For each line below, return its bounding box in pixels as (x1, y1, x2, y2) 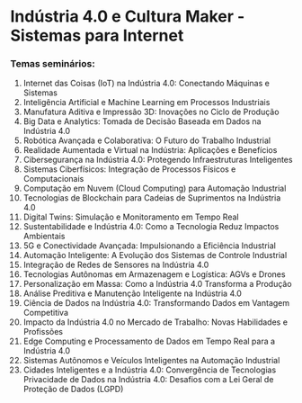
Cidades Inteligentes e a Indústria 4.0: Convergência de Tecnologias (22, 364, 277, 375)
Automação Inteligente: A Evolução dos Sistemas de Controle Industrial (22, 250, 288, 261)
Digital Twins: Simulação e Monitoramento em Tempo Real (22, 211, 239, 222)
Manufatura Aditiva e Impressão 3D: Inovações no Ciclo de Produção (22, 106, 280, 118)
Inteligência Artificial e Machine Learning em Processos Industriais (22, 97, 271, 108)
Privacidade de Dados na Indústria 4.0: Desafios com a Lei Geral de (22, 374, 274, 385)
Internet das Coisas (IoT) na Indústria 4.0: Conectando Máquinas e (22, 78, 271, 89)
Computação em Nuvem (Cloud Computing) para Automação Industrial (22, 183, 287, 194)
